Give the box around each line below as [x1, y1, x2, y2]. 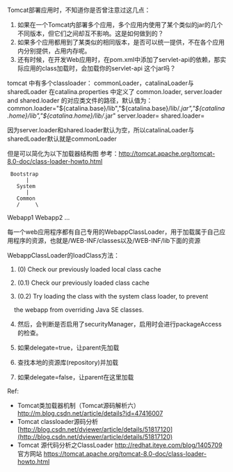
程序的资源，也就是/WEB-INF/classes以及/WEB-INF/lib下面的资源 [13, 236, 200, 244]
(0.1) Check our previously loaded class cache [17, 278, 150, 287]
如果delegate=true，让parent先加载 [17, 343, 120, 352]
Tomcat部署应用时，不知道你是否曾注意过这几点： [7, 6, 151, 14]
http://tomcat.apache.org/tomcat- [118, 149, 216, 157]
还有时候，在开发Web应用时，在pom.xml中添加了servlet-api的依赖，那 [17, 55, 220, 63]
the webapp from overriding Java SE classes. [13, 305, 144, 314]
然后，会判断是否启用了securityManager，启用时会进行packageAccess [17, 320, 222, 328]
